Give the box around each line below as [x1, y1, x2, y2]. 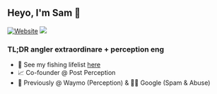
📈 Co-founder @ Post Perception [17, 69, 116, 77]
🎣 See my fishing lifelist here [17, 61, 101, 69]
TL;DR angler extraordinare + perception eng [7, 44, 165, 54]
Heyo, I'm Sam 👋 [7, 7, 81, 19]
